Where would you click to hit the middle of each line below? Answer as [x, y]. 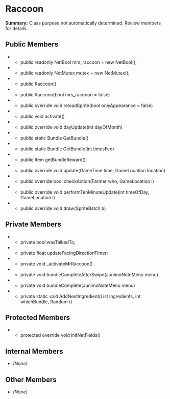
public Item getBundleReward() [53, 159]
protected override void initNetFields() [60, 335]
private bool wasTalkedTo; [48, 242]
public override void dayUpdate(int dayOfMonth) [71, 127]
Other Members [31, 379]
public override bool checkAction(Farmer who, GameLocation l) [87, 181]
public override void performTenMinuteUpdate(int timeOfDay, [85, 192]
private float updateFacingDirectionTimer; [64, 253]
